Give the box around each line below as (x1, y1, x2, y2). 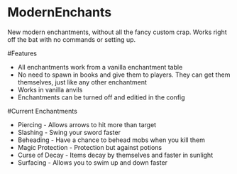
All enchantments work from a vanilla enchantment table (17, 62, 183, 71)
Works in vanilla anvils (17, 85, 83, 94)
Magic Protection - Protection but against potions (17, 143, 162, 151)
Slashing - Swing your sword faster (17, 128, 121, 136)
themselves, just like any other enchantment (17, 77, 148, 86)
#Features (7, 49, 38, 58)
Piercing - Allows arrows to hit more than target (17, 120, 157, 129)
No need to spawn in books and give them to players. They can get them (17, 70, 231, 79)
